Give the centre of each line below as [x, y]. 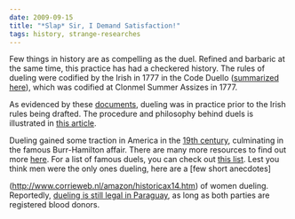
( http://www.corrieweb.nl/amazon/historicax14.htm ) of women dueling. [139, 186]
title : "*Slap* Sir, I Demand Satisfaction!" [95, 26]
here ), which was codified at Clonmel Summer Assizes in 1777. [124, 87]
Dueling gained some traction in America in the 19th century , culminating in [147, 141]
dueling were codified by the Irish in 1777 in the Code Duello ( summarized [144, 78]
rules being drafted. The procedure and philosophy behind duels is [132, 114]
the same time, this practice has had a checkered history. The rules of [137, 68]
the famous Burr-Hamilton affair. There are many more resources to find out [148, 150]
